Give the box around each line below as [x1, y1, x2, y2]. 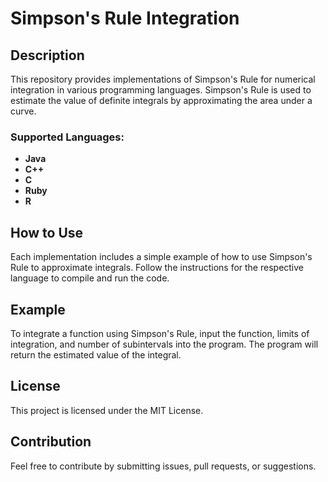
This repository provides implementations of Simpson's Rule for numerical [10, 73, 316, 85]
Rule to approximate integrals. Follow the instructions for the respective [10, 262, 305, 274]
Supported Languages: [10, 130, 125, 144]
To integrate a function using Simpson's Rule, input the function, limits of [10, 327, 310, 339]
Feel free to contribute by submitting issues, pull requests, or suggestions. [10, 460, 317, 472]
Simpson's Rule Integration [10, 7, 240, 30]
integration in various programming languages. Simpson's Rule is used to [10, 84, 312, 96]
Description [10, 47, 85, 64]
